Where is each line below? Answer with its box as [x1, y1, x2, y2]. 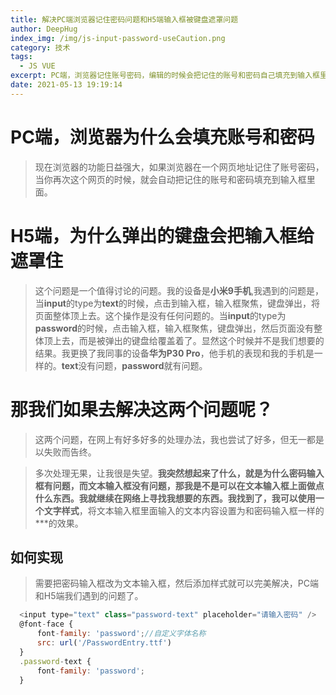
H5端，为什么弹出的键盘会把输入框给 [10, 224, 315, 247]
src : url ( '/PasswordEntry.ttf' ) [36, 638, 172, 648]
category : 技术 [10, 42, 71, 53]
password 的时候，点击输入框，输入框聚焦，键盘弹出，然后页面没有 [34, 322, 315, 334]
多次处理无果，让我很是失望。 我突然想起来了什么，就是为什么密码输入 [34, 467, 325, 479]
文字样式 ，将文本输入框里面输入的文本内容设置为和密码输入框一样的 [43, 504, 325, 516]
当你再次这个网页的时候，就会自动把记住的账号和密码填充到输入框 [34, 173, 307, 185]
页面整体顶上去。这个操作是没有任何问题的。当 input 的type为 [34, 309, 287, 321]
